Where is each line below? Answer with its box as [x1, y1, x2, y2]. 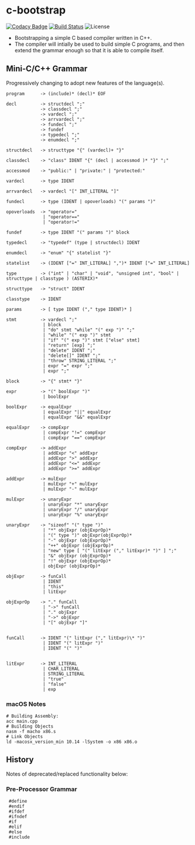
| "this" [43, 583, 64, 590]
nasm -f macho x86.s [6, 729, 57, 735]
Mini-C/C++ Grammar [6, 64, 88, 74]
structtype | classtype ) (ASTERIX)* [6, 275, 98, 282]
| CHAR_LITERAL [43, 665, 80, 672]
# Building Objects [6, 724, 54, 729]
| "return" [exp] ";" [43, 342, 95, 348]
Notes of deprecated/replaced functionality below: [6, 770, 128, 778]
